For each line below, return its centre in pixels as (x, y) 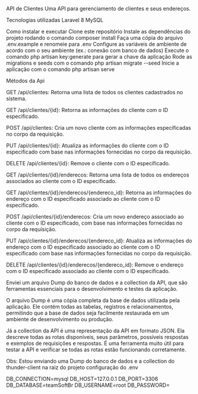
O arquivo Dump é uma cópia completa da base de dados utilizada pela (93, 300)
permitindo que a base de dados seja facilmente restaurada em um (88, 313)
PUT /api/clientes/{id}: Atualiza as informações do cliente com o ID (87, 145)
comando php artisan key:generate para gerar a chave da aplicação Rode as (99, 57)
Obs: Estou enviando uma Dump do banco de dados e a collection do (90, 361)
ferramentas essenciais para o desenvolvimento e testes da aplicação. (92, 289)
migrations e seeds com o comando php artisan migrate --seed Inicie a (92, 63)
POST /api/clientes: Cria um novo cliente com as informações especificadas (99, 128)
